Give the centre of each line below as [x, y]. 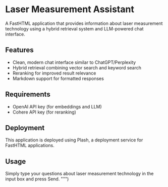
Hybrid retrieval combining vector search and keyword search [77, 67]
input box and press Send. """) [37, 179]
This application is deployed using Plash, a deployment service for [74, 140]
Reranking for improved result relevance [54, 73]
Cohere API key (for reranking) [44, 112]
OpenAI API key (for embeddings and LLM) [57, 106]
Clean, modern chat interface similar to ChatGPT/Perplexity [74, 62]
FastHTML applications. [30, 145]
